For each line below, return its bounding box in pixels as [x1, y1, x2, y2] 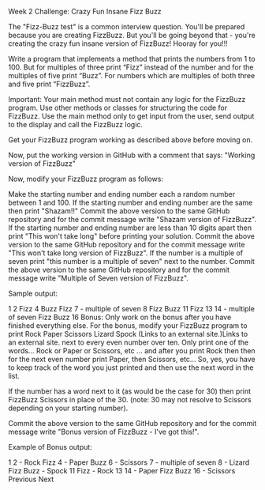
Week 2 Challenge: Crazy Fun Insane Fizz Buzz [8, 7, 162, 16]
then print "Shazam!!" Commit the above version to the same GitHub [8, 206, 230, 216]
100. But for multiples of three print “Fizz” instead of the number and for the [8, 62, 254, 72]
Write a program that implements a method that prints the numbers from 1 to [8, 55, 256, 63]
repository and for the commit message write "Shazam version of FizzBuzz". [8, 215, 257, 224]
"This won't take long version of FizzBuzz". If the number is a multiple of [8, 248, 243, 258]
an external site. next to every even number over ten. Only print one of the [8, 337, 249, 347]
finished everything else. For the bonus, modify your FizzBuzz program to [8, 321, 248, 330]
